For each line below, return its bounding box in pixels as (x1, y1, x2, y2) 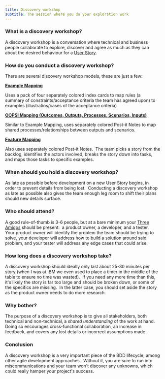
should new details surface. (5, 195, 62, 202)
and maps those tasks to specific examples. (5, 157, 95, 162)
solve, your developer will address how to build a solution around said (5, 235, 147, 241)
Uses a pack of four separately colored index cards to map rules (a (5, 92, 141, 98)
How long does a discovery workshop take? (5, 252, 112, 259)
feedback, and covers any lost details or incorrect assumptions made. (5, 329, 147, 335)
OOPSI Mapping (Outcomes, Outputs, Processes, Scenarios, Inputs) (5, 112, 147, 118)
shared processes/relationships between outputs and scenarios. (5, 127, 135, 133)
